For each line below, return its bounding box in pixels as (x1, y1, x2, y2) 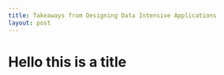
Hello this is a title (8, 53, 127, 71)
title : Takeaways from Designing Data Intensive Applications (8, 11, 217, 20)
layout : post (8, 19, 51, 27)
